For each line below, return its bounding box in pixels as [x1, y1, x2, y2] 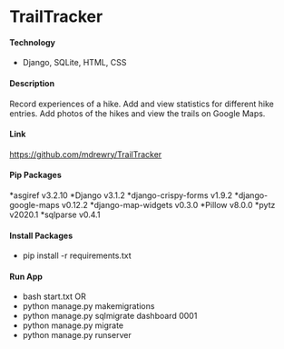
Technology [9, 36, 56, 47]
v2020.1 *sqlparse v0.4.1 [9, 209, 101, 220]
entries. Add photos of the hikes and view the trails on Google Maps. [9, 107, 266, 119]
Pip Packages [9, 170, 62, 181]
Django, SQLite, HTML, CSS [22, 57, 127, 68]
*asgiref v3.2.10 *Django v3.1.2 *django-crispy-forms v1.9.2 [9, 190, 233, 201]
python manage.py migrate [22, 320, 124, 331]
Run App [9, 271, 44, 282]
